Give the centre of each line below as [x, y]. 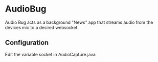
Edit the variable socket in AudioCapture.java [50, 54]
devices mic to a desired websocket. [42, 27]
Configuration [27, 43]
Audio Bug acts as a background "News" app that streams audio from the [79, 22]
